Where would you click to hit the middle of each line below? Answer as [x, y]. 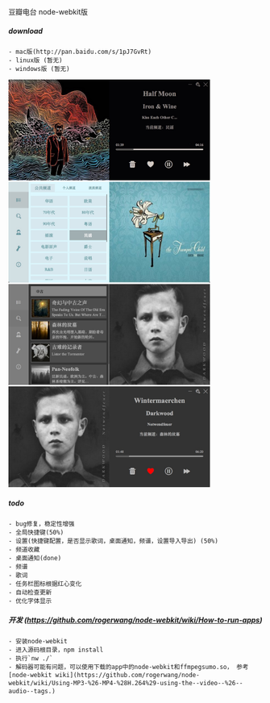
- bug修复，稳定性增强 [42, 524]
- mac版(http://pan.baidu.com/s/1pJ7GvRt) [80, 52]
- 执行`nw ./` [31, 658]
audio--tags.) [32, 691]
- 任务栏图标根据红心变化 [45, 584]
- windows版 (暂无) [39, 69]
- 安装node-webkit [38, 641]
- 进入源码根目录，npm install [56, 650]
